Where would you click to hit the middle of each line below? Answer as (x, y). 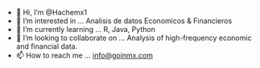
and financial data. (47, 46)
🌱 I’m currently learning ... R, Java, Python (85, 29)
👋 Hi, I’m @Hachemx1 (51, 12)
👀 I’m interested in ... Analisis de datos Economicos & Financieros (124, 21)
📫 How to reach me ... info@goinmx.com (84, 55)
